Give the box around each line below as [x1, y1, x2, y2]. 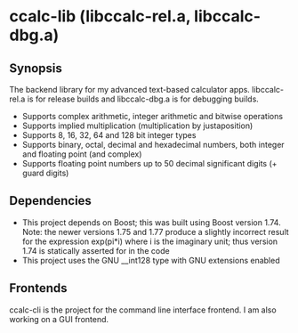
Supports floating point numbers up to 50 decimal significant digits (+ [21, 158, 278, 168]
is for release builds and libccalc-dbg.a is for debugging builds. [27, 93, 260, 104]
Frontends [9, 280, 68, 296]
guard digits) [21, 167, 69, 178]
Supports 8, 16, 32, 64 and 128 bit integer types [21, 130, 197, 140]
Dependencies [9, 193, 92, 208]
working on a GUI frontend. [9, 313, 109, 324]
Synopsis [9, 61, 62, 76]
